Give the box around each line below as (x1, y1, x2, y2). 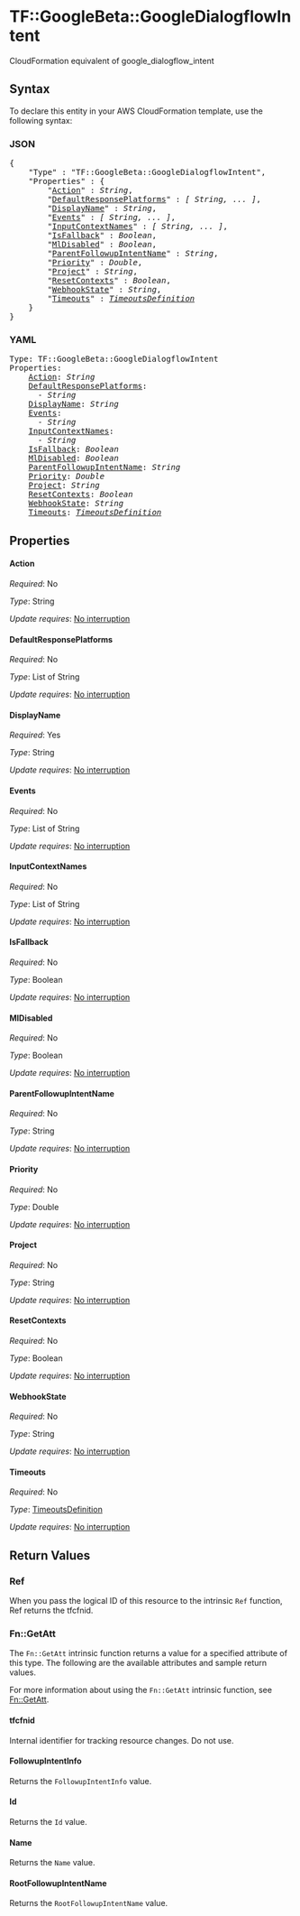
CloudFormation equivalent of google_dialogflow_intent (9, 55, 214, 66)
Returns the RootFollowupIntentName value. (9, 1898, 168, 1909)
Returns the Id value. (9, 1816, 87, 1827)
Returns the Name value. (9, 1857, 95, 1868)
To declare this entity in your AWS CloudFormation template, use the (9, 106, 263, 116)
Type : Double (9, 1201, 59, 1212)
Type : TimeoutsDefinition (9, 1504, 104, 1515)
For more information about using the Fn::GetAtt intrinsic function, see (9, 1685, 273, 1696)
